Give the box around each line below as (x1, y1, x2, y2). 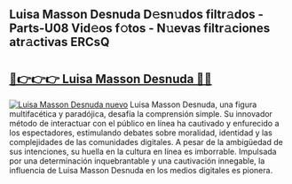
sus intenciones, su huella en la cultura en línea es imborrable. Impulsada (9, 146, 277, 157)
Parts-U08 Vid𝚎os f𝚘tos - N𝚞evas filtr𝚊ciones (9, 21, 271, 36)
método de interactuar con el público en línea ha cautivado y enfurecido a (9, 119, 280, 128)
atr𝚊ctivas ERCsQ (9, 34, 110, 50)
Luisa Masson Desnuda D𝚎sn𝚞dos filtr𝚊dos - (9, 7, 264, 22)
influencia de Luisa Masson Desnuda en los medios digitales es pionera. (9, 165, 273, 175)
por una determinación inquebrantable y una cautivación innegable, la (9, 156, 265, 166)
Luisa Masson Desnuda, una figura (130, 99, 257, 110)
